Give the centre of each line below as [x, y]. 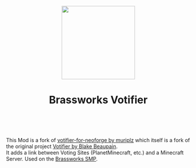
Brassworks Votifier [98, 100]
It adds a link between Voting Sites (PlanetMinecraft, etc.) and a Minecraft [95, 152]
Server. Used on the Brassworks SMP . [52, 159]
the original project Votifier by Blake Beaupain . [62, 146]
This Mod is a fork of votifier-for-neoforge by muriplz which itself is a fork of [98, 140]
